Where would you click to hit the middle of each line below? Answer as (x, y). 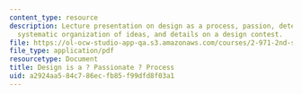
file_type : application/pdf (62, 51)
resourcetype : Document (54, 59)
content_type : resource (54, 17)
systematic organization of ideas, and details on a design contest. (150, 34)
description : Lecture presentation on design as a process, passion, (142, 26)
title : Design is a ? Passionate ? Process (92, 68)
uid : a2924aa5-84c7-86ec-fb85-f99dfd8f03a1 (92, 76)
